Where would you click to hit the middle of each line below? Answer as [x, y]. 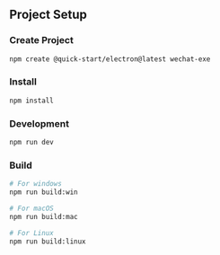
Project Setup [48, 15]
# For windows [36, 184]
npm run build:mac [44, 216]
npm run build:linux [48, 242]
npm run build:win [44, 192]
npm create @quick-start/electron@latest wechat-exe [110, 59]
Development [40, 123]
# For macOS [31, 208]
